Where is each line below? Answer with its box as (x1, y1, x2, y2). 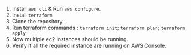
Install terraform (11, 11, 53, 19)
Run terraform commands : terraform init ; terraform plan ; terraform (11, 24, 186, 31)
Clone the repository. (11, 18, 64, 25)
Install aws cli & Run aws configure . (11, 5, 101, 12)
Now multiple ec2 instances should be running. (11, 36, 129, 42)
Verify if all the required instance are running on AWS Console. (11, 42, 166, 49)
